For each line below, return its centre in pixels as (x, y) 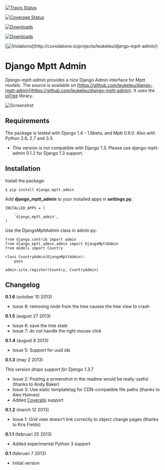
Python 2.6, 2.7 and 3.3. (29, 138)
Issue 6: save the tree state (40, 326)
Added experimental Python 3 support (51, 444)
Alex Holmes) (26, 395)
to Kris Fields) (27, 425)
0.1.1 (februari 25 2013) (28, 434)
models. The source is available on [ (42, 85)
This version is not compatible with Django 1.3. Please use (72, 148)
